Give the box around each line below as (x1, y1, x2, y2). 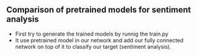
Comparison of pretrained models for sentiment (6, 5, 192, 15)
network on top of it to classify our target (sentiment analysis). (15, 43, 171, 50)
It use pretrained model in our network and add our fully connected (15, 36, 184, 44)
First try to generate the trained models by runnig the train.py (15, 30, 168, 37)
